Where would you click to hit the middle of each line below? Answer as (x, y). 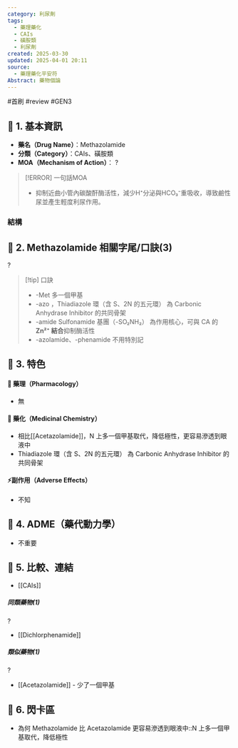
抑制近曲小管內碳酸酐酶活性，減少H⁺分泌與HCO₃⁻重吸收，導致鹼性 (133, 193)
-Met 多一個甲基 (59, 295)
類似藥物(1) (24, 652)
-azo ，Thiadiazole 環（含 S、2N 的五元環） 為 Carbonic (118, 303)
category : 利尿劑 (31, 14)
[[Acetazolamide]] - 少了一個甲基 (66, 685)
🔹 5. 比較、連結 (40, 568)
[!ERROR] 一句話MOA (56, 178)
